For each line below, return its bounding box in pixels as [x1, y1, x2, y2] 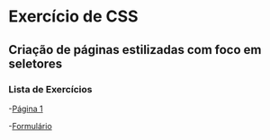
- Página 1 [8, 103, 43, 114]
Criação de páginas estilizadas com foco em [8, 42, 262, 57]
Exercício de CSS [8, 6, 139, 27]
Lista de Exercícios [8, 83, 93, 95]
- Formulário [8, 120, 53, 131]
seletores [8, 56, 63, 71]
